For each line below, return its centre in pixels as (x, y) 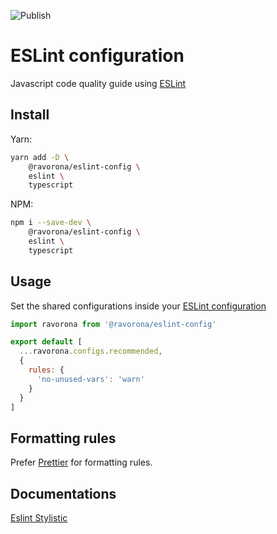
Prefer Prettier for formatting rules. (81, 462)
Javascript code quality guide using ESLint (98, 83)
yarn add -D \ (40, 157)
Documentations (63, 493)
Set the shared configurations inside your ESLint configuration (138, 306)
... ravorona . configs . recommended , (91, 351)
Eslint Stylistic (39, 518)
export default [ (46, 342)
